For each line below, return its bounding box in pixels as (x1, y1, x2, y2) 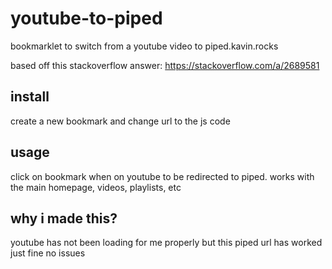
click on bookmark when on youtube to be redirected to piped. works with (10, 170, 315, 182)
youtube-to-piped (10, 7, 163, 30)
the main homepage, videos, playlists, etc (10, 181, 182, 193)
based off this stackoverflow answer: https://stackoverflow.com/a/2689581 (10, 59, 320, 71)
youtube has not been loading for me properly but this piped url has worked (10, 237, 323, 249)
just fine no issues (10, 247, 86, 259)
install (10, 88, 50, 106)
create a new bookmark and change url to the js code (10, 115, 231, 127)
